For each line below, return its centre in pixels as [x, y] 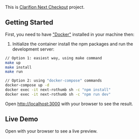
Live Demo [22, 119]
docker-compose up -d [27, 85]
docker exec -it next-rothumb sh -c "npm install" [58, 90]
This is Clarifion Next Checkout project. [45, 7]
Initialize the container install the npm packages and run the [73, 44]
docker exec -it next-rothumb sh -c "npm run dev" [58, 94]
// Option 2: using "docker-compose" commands [54, 81]
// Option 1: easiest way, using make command [54, 58]
